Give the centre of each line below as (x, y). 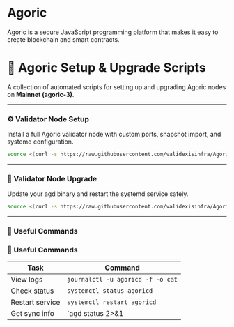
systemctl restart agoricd (112, 302)
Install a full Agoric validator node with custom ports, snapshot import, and (114, 135)
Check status (32, 291)
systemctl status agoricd (110, 291)
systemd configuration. (40, 142)
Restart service (36, 303)
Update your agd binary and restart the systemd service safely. (98, 194)
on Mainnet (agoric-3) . (41, 94)
